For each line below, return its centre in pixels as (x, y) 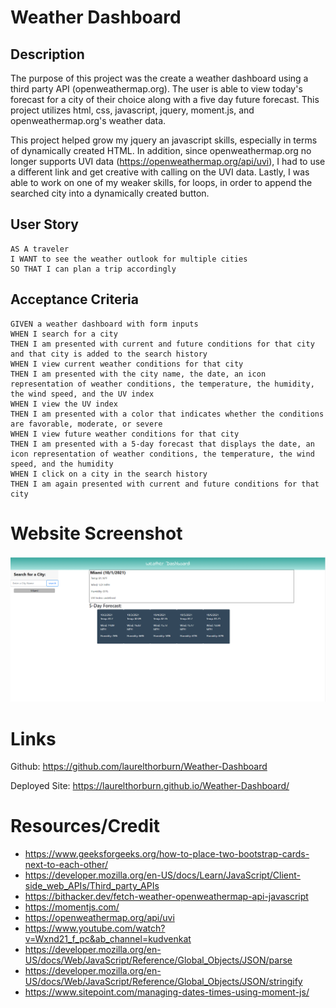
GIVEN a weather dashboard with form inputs (104, 324)
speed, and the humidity (62, 464)
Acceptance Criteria (74, 299)
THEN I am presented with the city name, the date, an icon (138, 374)
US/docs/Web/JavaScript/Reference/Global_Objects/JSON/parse (158, 960)
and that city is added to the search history (109, 354)
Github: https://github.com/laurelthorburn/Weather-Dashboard (139, 767)
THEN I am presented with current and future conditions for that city (162, 344)
